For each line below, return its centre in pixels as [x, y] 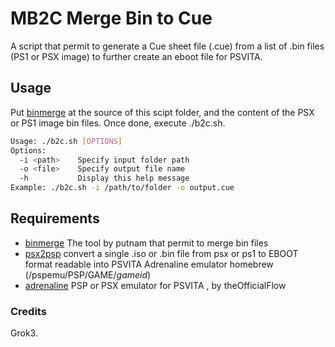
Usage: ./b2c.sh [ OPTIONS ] [66, 141]
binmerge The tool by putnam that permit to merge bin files [146, 243]
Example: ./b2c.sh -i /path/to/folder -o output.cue [122, 188]
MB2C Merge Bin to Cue [111, 18]
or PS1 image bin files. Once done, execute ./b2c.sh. [118, 123]
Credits [28, 311]
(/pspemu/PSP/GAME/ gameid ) [88, 274]
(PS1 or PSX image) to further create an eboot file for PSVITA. [136, 56]
